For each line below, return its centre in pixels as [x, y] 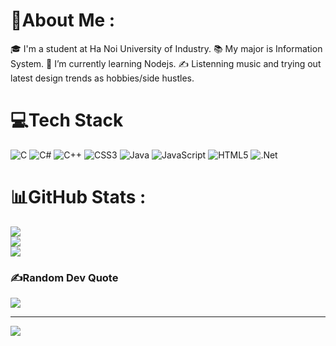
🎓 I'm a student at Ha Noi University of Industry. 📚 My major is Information [166, 48]
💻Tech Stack [67, 120]
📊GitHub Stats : [78, 197]
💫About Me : [63, 20]
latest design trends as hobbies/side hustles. [102, 78]
